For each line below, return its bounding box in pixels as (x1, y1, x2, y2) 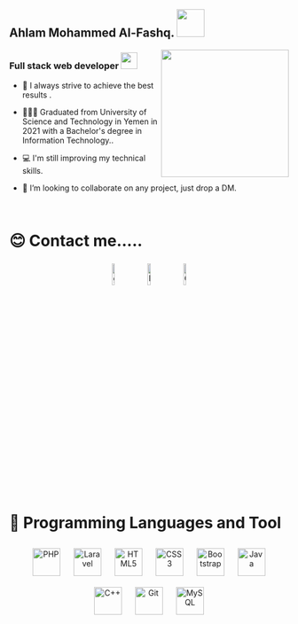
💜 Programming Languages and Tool (9, 512, 282, 533)
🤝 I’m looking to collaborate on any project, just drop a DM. (21, 183, 237, 193)
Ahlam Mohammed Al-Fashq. (9, 26, 175, 41)
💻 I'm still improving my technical (21, 152, 146, 163)
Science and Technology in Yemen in (21, 116, 158, 127)
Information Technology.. (21, 135, 114, 145)
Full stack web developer (9, 59, 120, 72)
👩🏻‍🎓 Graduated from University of (21, 106, 147, 117)
